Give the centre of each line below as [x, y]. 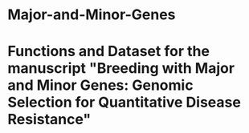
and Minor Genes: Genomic [100, 85]
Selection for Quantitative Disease [124, 103]
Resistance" [49, 120]
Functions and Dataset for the [109, 52]
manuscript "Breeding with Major [121, 69]
